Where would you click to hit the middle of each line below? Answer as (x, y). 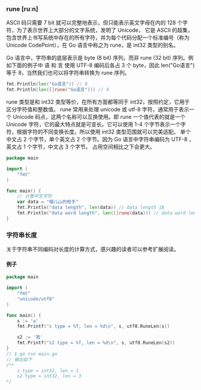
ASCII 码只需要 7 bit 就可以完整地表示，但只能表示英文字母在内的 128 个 (95, 23)
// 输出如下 (19, 359)
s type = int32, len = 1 (48, 371)
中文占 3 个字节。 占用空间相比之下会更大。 (101, 147)
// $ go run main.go (32, 354)
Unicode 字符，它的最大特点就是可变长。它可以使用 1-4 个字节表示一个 (94, 124)
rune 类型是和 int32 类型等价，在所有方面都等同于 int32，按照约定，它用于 (98, 102)
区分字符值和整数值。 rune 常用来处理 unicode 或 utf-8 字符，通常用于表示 (98, 109)
